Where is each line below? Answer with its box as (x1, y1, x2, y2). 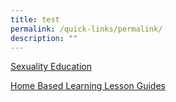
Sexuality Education (10, 61, 92, 73)
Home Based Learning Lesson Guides (10, 80, 166, 92)
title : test (10, 14, 60, 25)
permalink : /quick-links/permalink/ (10, 24, 163, 34)
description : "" (10, 33, 78, 43)
